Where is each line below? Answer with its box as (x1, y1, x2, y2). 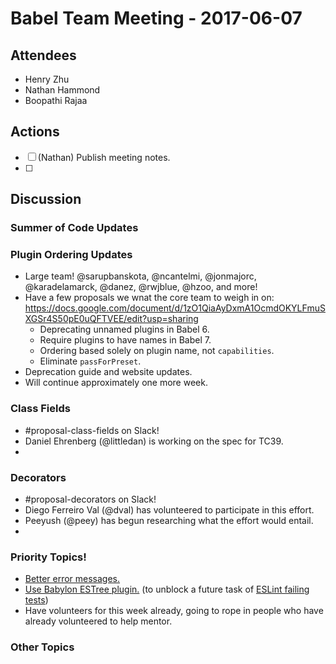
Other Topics (10, 640, 75, 654)
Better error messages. (24, 573, 121, 585)
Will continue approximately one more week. (24, 377, 208, 389)
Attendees (10, 47, 77, 64)
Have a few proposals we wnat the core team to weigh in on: (24, 292, 275, 304)
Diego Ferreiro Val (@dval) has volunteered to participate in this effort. (24, 504, 315, 516)
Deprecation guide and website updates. (24, 366, 193, 378)
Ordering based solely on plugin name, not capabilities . (39, 345, 275, 357)
